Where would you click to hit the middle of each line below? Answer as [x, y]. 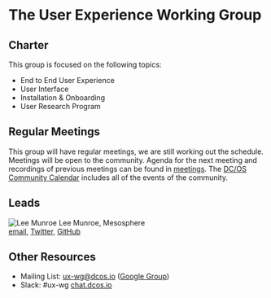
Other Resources [52, 257]
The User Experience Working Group [135, 15]
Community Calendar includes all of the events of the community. [118, 177]
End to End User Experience [68, 80]
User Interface [44, 89]
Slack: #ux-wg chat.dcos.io [66, 285]
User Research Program [61, 106]
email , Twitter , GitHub [45, 231]
